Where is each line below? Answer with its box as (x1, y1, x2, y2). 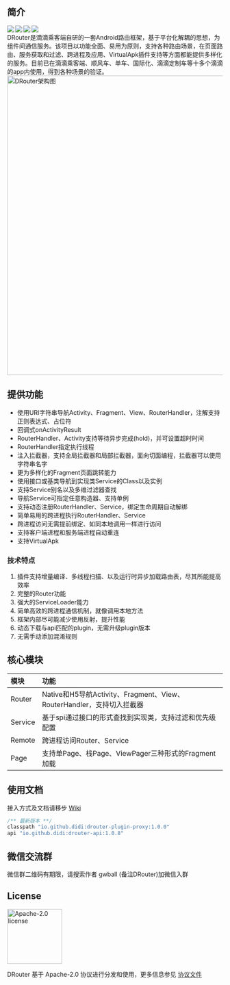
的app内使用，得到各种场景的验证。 (7, 67, 108, 75)
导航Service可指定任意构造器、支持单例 (16, 494, 129, 502)
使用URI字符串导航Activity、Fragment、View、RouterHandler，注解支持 (16, 408, 220, 416)
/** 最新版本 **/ (7, 817, 53, 824)
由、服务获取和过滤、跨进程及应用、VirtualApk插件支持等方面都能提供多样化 (7, 50, 222, 58)
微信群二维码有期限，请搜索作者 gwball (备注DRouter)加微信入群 (7, 870, 188, 878)
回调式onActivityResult (16, 425, 81, 433)
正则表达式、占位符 (16, 417, 72, 425)
